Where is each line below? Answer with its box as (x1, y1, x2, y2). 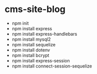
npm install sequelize (11, 41, 56, 47)
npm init (11, 20, 29, 26)
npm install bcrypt (11, 52, 49, 58)
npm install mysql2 (11, 36, 51, 42)
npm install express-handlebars (11, 31, 77, 37)
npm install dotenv (11, 47, 50, 53)
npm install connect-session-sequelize (11, 63, 92, 69)
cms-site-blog (4, 4, 65, 15)
